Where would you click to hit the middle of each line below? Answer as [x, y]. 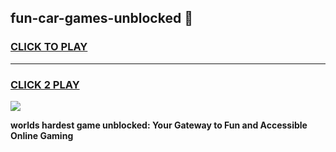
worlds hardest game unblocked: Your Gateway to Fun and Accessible [159, 125]
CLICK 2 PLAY [45, 84]
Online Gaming [42, 135]
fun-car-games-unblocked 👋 [101, 18]
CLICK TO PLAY [49, 47]
